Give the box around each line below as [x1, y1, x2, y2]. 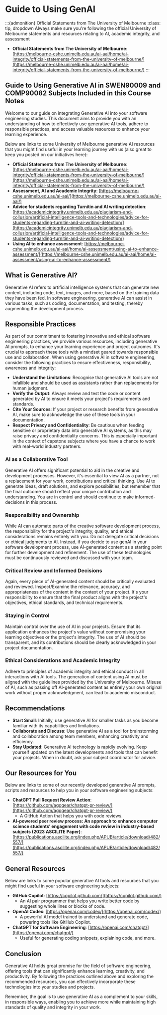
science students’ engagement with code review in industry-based [12, 823, 154, 829]
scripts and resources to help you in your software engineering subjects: [5, 787, 154, 794]
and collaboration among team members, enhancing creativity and [12, 733, 149, 739]
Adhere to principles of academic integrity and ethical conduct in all [5, 668, 144, 674]
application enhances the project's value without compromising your [5, 628, 146, 634]
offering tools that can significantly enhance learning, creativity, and [5, 968, 145, 974]
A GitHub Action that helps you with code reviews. [19, 813, 123, 819]
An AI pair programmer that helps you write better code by [19, 898, 140, 904]
